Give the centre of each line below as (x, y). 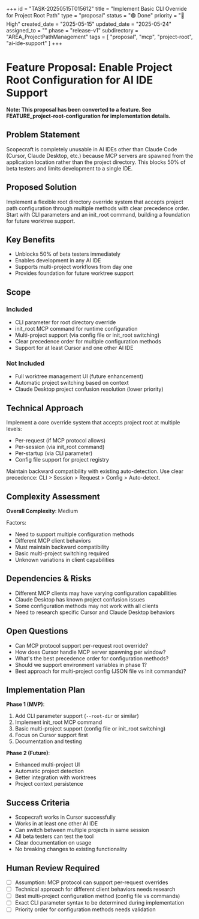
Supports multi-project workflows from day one (74, 267)
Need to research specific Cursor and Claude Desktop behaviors (95, 612)
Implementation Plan (46, 690)
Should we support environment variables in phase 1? (81, 664)
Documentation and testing (48, 741)
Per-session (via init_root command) (60, 447)
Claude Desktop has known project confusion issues (80, 599)
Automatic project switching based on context (72, 383)
